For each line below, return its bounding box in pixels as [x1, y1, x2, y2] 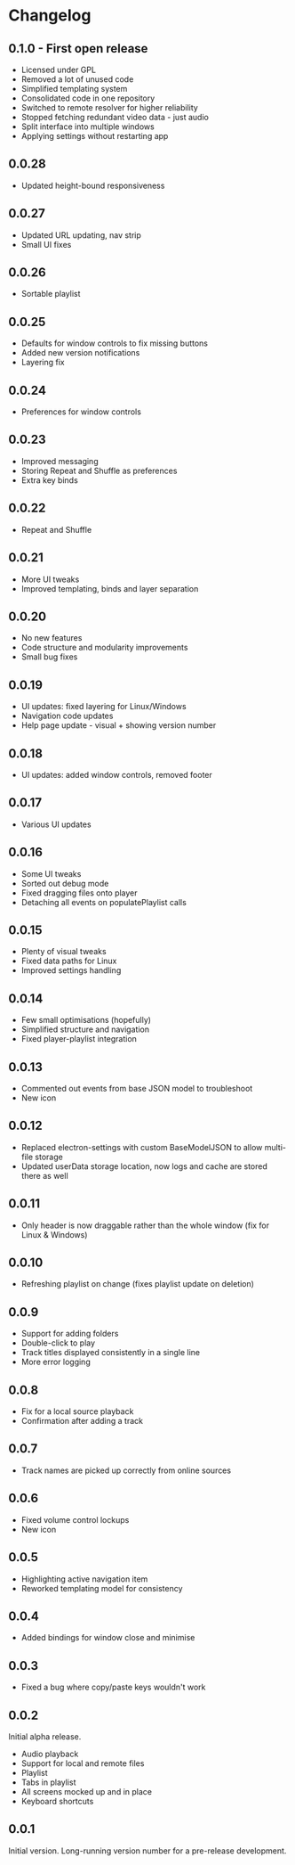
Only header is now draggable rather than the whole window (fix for [20, 1220, 270, 1231]
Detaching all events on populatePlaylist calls [20, 896, 187, 907]
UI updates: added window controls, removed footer [20, 769, 212, 780]
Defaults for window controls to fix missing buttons [20, 338, 209, 348]
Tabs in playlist [20, 1777, 76, 1787]
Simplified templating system [20, 84, 128, 94]
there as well [20, 1170, 68, 1181]
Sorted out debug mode [20, 878, 109, 888]
